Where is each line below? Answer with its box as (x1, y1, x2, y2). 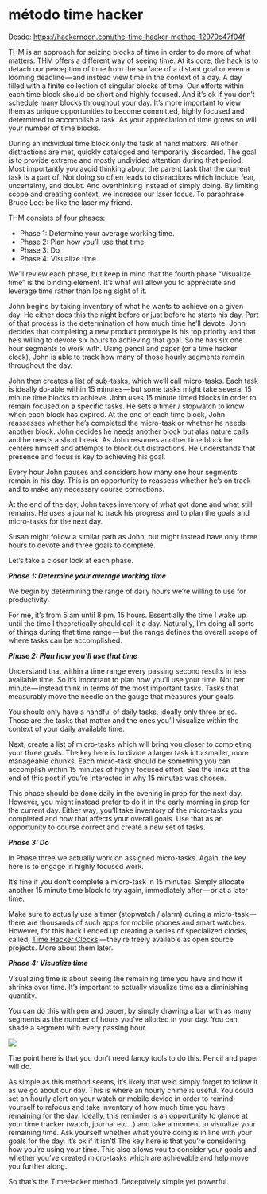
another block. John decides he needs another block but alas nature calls (8, 427, 249, 436)
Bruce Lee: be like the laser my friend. (8, 197, 133, 207)
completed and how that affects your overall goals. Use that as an (8, 813, 224, 823)
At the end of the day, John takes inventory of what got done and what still (8, 499, 253, 509)
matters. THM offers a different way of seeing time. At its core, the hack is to (8, 56, 259, 65)
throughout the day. (8, 360, 73, 370)
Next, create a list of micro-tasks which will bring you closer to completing (8, 739, 252, 748)
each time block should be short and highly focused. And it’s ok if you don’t (8, 89, 256, 99)
